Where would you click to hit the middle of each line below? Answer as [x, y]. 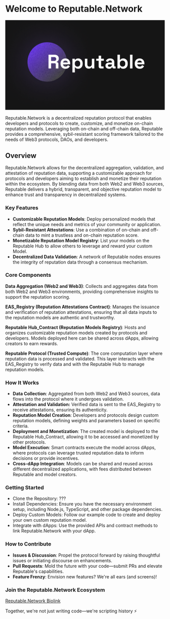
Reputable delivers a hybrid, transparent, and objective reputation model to [83, 189]
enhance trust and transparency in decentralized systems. [66, 195]
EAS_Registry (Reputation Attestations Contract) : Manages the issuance [82, 307]
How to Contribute [28, 544]
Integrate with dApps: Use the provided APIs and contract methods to [85, 526]
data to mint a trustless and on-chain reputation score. [82, 235]
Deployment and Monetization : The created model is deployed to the [85, 431]
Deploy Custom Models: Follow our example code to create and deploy [87, 515]
